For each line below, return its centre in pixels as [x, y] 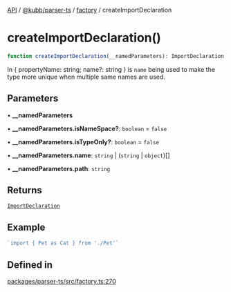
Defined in [30, 265]
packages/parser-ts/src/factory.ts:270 [62, 281]
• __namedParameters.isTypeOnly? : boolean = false [83, 142]
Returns [25, 190]
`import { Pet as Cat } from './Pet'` [63, 243]
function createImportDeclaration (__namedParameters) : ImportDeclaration [116, 56]
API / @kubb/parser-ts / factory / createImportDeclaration [90, 10]
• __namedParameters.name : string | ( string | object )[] [89, 155]
